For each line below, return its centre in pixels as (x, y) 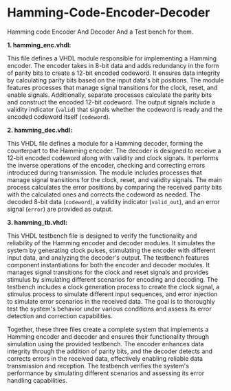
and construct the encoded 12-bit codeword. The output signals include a (111, 102)
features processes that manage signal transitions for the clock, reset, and (112, 87)
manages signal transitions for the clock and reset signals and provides (108, 272)
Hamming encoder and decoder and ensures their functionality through (108, 336)
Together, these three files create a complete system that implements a (108, 329)
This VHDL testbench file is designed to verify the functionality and (102, 236)
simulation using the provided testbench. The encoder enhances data (106, 344)
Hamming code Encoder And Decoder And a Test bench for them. (100, 32)
